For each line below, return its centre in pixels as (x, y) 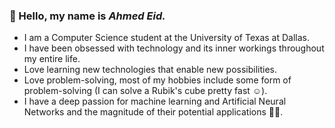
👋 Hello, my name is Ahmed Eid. (87, 16)
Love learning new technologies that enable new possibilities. (150, 70)
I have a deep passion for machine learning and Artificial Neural (155, 101)
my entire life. (52, 59)
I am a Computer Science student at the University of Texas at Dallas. (167, 38)
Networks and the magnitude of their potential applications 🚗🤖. (153, 112)
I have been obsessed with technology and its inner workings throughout (174, 48)
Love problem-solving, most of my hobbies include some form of (157, 80)
